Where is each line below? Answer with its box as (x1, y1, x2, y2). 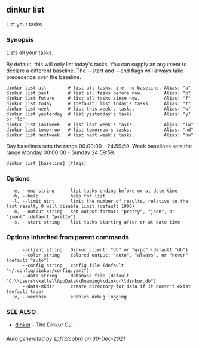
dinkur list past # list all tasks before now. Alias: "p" (6, 90, 191, 96)
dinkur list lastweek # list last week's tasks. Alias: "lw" (6, 122, 194, 128)
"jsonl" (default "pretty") (6, 214, 76, 220)
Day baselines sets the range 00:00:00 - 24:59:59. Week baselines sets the (6, 143, 192, 150)
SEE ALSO (6, 307, 36, 316)
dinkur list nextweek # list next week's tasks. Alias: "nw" (6, 132, 194, 138)
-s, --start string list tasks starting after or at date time (11, 219, 180, 225)
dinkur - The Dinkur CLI (14, 321, 73, 328)
